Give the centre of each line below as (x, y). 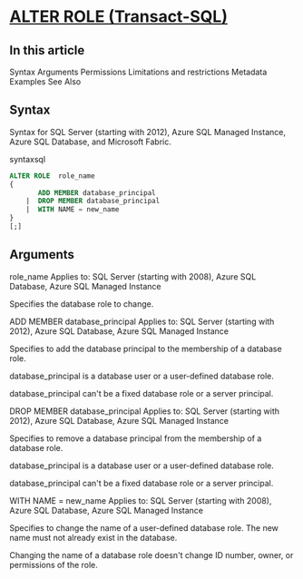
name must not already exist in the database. (93, 537)
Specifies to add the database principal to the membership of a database (146, 348)
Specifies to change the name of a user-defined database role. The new (144, 527)
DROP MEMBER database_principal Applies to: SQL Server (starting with (144, 411)
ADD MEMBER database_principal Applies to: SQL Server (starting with (142, 321)
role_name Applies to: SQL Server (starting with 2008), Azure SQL (133, 276)
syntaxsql (28, 159)
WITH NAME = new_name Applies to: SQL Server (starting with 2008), (141, 500)
